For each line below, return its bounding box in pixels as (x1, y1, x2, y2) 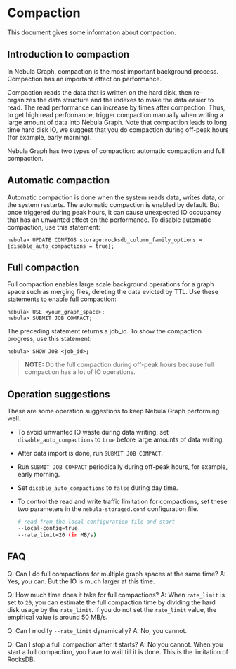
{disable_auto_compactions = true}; (7, 242, 114, 250)
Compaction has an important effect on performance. (7, 74, 162, 83)
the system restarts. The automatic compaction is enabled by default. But (7, 200, 220, 208)
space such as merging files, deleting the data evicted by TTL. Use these (7, 288, 219, 296)
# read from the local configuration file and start (17, 518, 176, 526)
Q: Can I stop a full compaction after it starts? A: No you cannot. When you (7, 640, 223, 649)
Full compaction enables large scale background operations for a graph (7, 280, 214, 289)
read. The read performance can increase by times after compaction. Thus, (7, 103, 225, 112)
